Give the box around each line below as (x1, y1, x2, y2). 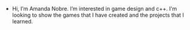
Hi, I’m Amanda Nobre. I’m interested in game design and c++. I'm (12, 5, 177, 12)
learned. (12, 18, 33, 25)
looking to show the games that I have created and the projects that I (12, 11, 184, 19)
